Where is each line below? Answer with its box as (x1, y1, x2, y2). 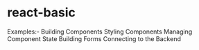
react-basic (7, 5, 76, 21)
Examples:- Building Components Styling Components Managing (7, 27, 193, 36)
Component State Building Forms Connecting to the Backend (7, 34, 182, 42)
